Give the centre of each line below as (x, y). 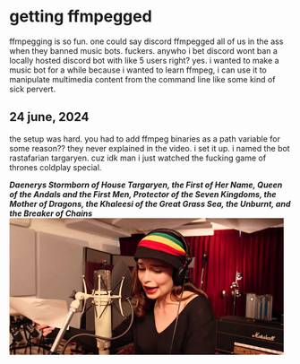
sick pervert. (33, 89)
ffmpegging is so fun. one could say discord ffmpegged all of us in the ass (146, 41)
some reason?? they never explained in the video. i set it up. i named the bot (150, 148)
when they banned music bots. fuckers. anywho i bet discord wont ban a (143, 50)
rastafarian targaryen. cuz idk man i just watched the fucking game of (138, 158)
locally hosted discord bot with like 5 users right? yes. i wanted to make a (144, 60)
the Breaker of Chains (51, 213)
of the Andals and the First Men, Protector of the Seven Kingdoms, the (143, 194)
